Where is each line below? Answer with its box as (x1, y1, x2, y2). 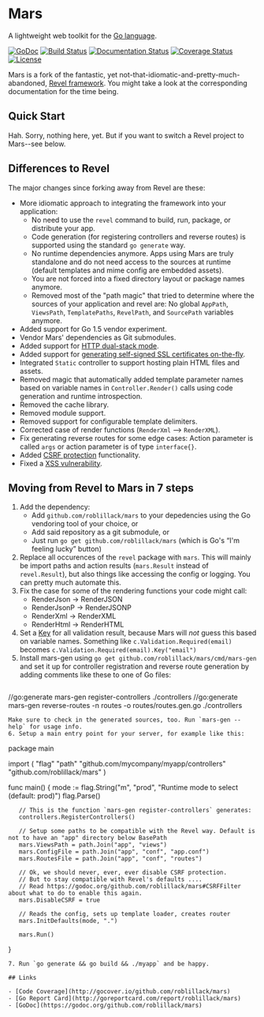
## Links (8, 974, 37, 982)
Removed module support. (19, 408, 106, 417)
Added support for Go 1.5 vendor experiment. (19, 324, 167, 333)
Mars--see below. (8, 139, 66, 149)
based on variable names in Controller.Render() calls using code (19, 382, 233, 392)
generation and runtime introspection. (19, 391, 143, 401)
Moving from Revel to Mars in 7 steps (8, 481, 195, 495)
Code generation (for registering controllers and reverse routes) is (31, 232, 246, 241)
